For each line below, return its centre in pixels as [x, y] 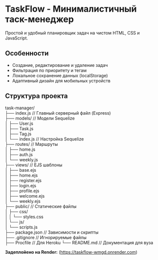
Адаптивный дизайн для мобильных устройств [61, 80]
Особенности [27, 53]
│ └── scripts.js [21, 227]
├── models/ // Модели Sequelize [40, 118]
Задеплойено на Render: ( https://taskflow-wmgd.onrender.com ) [71, 252]
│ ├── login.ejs [21, 185]
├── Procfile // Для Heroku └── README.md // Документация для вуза [79, 242]
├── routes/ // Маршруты [32, 144]
